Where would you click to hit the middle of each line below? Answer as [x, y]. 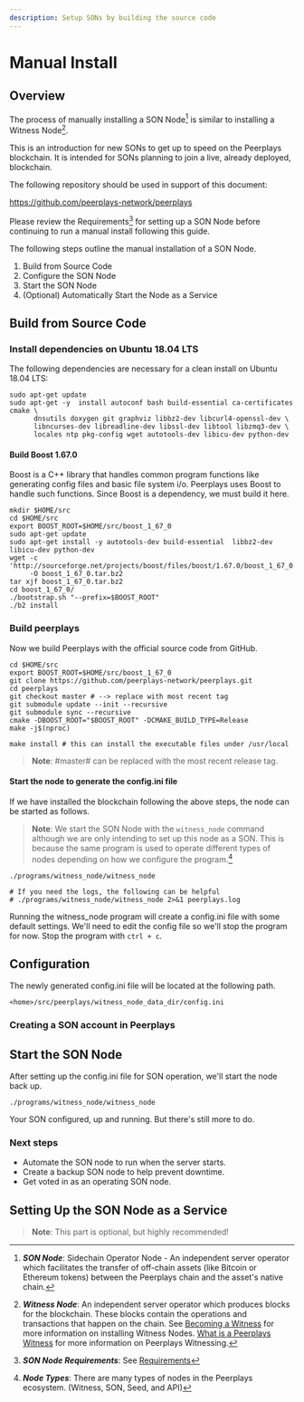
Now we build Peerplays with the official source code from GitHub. [133, 648]
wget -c [24, 558]
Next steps [34, 1143]
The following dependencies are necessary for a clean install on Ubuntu [143, 369]
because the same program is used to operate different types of [151, 848]
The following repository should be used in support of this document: [138, 184]
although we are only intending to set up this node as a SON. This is [158, 838]
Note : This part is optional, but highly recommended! [130, 1232]
